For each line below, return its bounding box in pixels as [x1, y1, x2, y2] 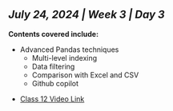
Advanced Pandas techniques [19, 45, 119, 54]
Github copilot [31, 78, 78, 88]
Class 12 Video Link [19, 93, 85, 104]
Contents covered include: [8, 29, 99, 38]
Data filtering [31, 61, 75, 71]
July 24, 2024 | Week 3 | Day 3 [8, 8, 166, 22]
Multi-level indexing [31, 53, 98, 62]
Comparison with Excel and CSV [31, 69, 139, 80]
